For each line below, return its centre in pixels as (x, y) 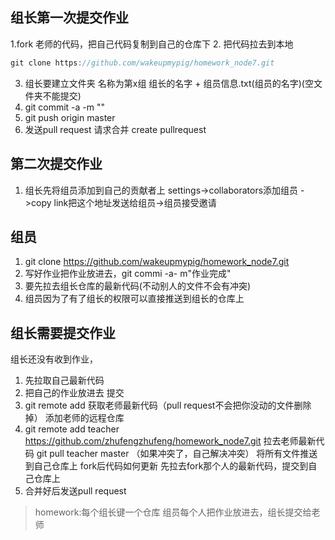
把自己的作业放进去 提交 (74, 393)
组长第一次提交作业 (69, 18)
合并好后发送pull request (75, 491)
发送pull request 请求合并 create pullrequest (115, 129)
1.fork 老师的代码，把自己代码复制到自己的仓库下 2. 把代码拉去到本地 (152, 44)
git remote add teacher (72, 429)
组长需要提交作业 (63, 333)
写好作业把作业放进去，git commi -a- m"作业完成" (128, 274)
